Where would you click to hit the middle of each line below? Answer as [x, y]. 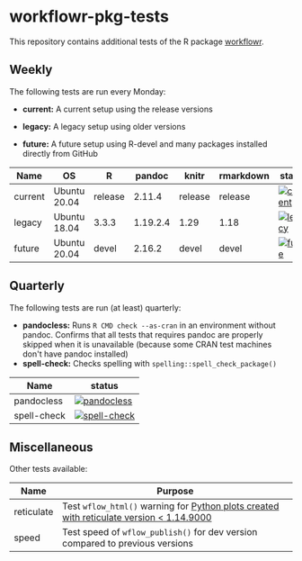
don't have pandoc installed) [75, 354]
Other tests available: [49, 469]
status [104, 385]
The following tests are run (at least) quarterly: [95, 307]
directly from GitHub [60, 153]
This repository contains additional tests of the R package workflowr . [137, 41]
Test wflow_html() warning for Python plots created [171, 506]
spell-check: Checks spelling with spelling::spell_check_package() [149, 363]
